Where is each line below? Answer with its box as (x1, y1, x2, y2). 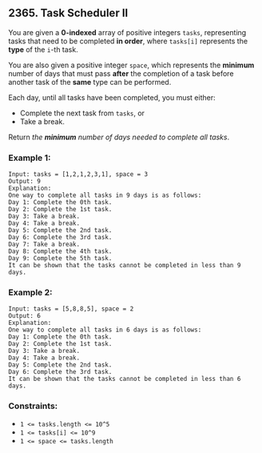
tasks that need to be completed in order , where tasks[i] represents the (8, 36, 248, 46)
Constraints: (8, 400, 58, 411)
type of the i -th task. (8, 44, 78, 54)
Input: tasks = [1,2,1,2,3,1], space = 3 (8, 170, 149, 178)
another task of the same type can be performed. (8, 77, 172, 86)
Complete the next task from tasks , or (19, 108, 145, 118)
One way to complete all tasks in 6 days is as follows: (8, 326, 202, 335)
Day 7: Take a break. (8, 240, 81, 249)
